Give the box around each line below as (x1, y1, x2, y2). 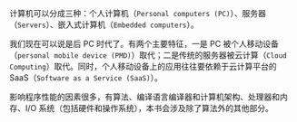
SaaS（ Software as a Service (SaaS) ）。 (9, 72, 163, 83)
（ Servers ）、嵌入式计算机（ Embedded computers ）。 (9, 19, 199, 30)
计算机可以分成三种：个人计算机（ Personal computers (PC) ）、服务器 (9, 8, 266, 18)
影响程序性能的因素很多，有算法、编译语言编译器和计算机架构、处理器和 (9, 91, 280, 102)
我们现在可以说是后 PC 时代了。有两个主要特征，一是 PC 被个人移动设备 (9, 39, 280, 49)
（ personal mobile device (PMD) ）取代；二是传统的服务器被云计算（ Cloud (9, 50, 288, 61)
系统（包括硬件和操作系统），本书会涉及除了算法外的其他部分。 (38, 103, 274, 113)
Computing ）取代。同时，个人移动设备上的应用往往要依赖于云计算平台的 (9, 61, 277, 71)
